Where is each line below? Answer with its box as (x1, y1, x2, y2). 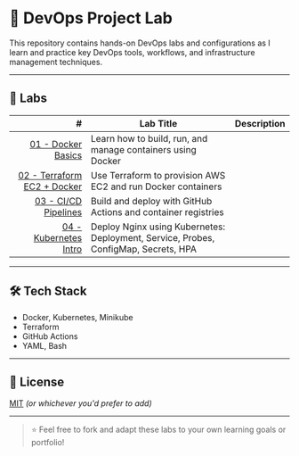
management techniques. (9, 56, 103, 67)
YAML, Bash (21, 340, 68, 351)
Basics (54, 149, 83, 162)
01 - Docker (29, 137, 83, 150)
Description (234, 117, 286, 129)
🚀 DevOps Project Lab (9, 8, 174, 29)
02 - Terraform (17, 169, 83, 181)
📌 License (9, 374, 65, 389)
